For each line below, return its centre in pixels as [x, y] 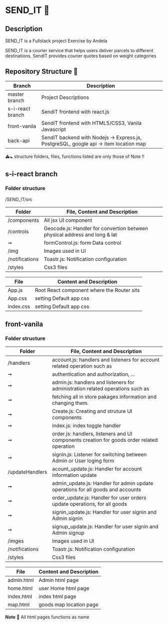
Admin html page [59, 580]
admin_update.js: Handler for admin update [103, 484]
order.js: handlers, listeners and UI [92, 434]
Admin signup [68, 533]
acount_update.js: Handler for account [97, 469]
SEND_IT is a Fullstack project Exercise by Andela [56, 41]
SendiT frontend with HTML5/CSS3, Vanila [91, 123]
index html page [57, 596]
